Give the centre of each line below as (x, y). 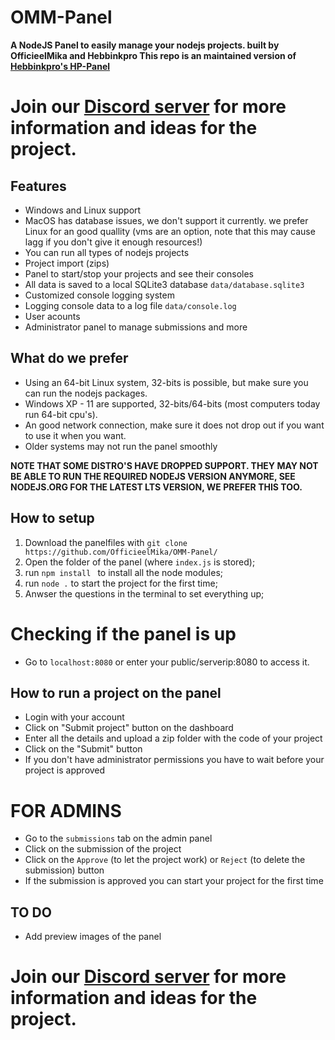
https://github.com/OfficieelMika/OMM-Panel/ (121, 552)
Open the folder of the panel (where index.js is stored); (140, 562)
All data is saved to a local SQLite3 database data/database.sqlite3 (164, 284)
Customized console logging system (99, 295)
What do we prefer (69, 358)
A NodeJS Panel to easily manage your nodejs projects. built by (145, 45)
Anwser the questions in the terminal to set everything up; (144, 593)
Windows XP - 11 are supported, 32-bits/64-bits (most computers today (172, 403)
